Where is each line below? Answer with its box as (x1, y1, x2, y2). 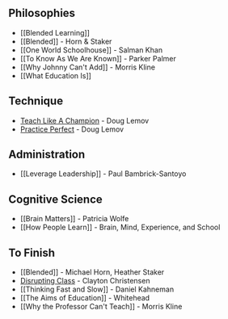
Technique (8, 94, 63, 108)
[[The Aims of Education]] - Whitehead (19, 293, 150, 303)
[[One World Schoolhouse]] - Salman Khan (19, 44, 163, 55)
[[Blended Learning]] (19, 27, 91, 37)
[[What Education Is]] (19, 70, 91, 80)
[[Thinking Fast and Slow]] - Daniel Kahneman (19, 284, 175, 294)
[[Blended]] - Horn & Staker (19, 36, 112, 46)
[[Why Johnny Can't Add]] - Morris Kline (19, 62, 156, 72)
